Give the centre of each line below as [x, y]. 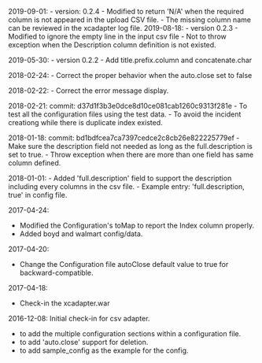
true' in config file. [38, 195]
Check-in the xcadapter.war [65, 303]
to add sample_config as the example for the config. [104, 350]
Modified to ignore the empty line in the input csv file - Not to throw [117, 36]
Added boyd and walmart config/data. [81, 234]
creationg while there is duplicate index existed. [85, 122]
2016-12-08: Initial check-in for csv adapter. [79, 319]
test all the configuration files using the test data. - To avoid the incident [125, 114]
